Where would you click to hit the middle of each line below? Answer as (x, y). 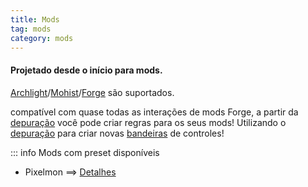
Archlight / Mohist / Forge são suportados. (92, 92)
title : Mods (35, 19)
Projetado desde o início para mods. (86, 70)
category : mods (42, 38)
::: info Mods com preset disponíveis (85, 152)
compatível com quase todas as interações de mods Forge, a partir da (154, 112)
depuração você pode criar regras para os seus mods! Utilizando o (148, 122)
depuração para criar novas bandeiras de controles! (117, 133)
